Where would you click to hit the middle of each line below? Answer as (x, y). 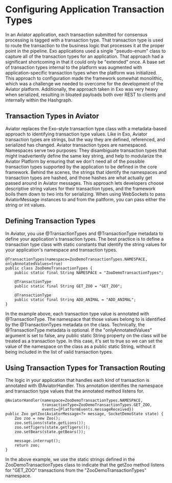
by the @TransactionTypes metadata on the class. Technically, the (75, 324)
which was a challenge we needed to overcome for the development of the (84, 84)
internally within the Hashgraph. (39, 100)
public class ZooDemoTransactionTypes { (49, 268)
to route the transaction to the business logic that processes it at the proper (85, 45)
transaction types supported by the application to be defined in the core (81, 167)
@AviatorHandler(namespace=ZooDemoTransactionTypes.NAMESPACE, (74, 401)
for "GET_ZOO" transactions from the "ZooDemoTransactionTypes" (76, 470)
